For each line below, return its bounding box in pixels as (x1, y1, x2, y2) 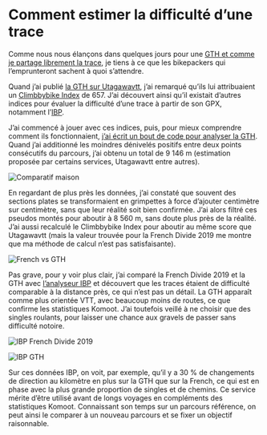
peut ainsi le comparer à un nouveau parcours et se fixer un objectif (8, 410, 233, 420)
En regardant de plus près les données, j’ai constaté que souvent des (8, 187, 237, 197)
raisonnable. (8, 418, 50, 428)
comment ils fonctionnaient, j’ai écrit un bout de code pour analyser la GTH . (8, 131, 258, 141)
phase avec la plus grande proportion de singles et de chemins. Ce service (8, 385, 257, 394)
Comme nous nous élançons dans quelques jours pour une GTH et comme (8, 49, 255, 58)
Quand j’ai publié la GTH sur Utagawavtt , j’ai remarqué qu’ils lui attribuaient (8, 82, 256, 91)
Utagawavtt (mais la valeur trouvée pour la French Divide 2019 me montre (8, 230, 253, 240)
